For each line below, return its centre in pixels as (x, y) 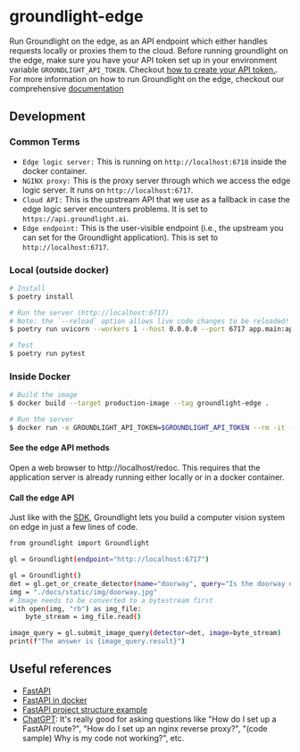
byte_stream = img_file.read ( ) (83, 617)
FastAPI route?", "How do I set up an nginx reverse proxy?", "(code (145, 728)
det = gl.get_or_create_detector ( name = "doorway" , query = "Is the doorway (147, 583)
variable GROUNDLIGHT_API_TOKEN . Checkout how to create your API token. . (144, 70)
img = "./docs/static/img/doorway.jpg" (83, 592)
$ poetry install (42, 296)
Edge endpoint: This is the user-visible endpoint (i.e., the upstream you (153, 227)
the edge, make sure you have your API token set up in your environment (143, 60)
